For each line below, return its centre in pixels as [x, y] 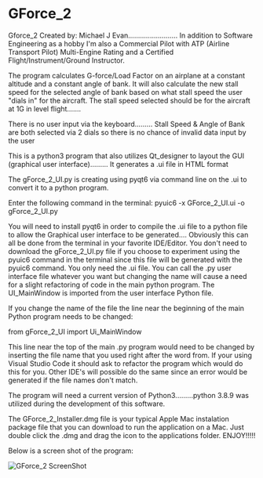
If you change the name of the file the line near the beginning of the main [126, 308]
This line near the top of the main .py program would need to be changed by [131, 346]
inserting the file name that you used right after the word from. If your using [130, 355]
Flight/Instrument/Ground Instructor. [67, 60]
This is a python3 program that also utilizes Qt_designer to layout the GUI [126, 156]
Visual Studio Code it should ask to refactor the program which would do [126, 363]
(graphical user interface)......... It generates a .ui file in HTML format [119, 164]
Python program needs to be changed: [71, 316]
